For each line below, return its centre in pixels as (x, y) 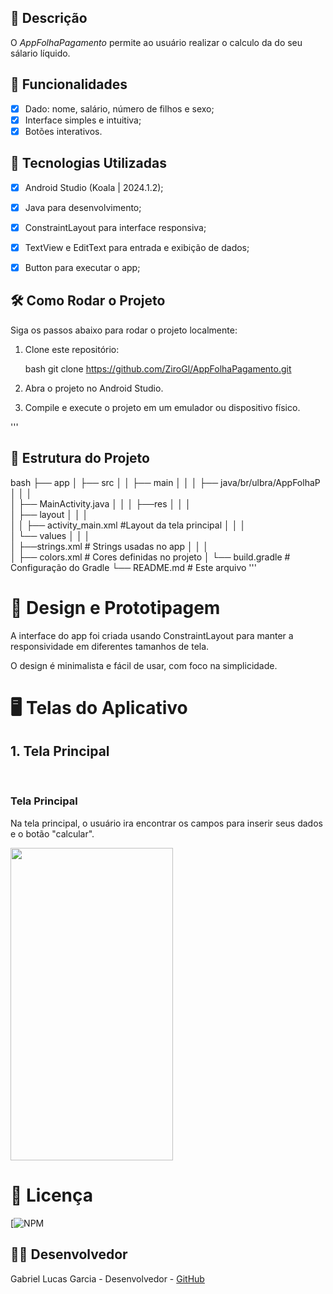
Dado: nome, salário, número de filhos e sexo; (119, 108)
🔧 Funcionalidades (69, 84)
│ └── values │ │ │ (50, 535)
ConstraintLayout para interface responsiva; (115, 227)
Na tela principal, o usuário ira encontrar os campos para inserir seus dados (166, 823)
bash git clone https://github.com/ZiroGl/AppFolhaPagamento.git (158, 368)
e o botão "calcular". (52, 833)
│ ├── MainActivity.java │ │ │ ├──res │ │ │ (101, 503)
